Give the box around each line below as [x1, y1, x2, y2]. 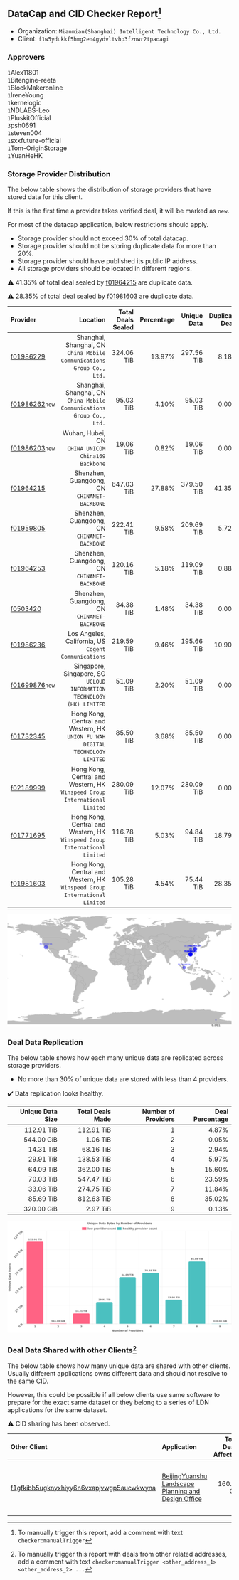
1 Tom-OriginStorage [7, 144, 68, 152]
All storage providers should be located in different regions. [17, 265, 192, 273]
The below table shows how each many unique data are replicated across [7, 1053, 223, 1062]
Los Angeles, [67, 629, 106, 637]
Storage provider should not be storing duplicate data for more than [17, 242, 217, 250]
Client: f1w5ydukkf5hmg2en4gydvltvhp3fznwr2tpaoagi [17, 34, 169, 43]
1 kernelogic [7, 99, 42, 107]
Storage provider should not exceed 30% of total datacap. [17, 234, 188, 243]
